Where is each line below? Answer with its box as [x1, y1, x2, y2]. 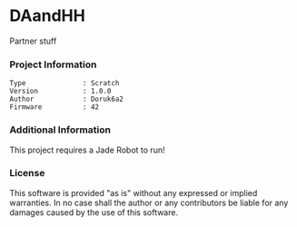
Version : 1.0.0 [9, 87, 112, 96]
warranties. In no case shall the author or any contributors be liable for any [9, 197, 289, 208]
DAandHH [9, 5, 86, 26]
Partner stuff [9, 35, 57, 46]
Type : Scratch [9, 79, 120, 88]
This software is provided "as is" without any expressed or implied [9, 187, 258, 198]
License [9, 167, 45, 180]
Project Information [9, 58, 97, 71]
